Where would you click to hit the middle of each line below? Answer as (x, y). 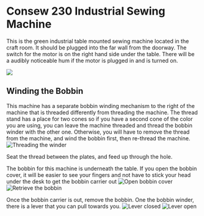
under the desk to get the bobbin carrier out (62, 181)
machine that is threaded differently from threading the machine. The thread (102, 112)
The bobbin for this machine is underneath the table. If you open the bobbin (102, 168)
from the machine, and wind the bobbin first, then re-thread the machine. (98, 138)
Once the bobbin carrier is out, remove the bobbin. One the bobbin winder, (100, 200)
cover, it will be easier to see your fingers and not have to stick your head (99, 175)
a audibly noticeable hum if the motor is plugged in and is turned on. (92, 60)
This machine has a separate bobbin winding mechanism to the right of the (101, 106)
